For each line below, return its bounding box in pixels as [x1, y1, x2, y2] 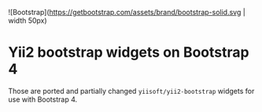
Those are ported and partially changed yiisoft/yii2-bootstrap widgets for [8, 86, 255, 95]
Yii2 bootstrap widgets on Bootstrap [8, 43, 249, 62]
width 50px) [8, 16, 47, 25]
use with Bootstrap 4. [8, 95, 78, 104]
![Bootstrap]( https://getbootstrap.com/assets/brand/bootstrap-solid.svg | [8, 8, 245, 17]
